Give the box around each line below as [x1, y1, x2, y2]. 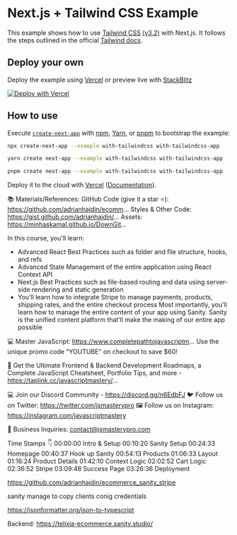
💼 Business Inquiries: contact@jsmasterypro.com [7, 425, 151, 434]
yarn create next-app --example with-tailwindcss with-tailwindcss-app [7, 155, 223, 162]
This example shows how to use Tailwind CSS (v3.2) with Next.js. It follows [7, 28, 226, 37]
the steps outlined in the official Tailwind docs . [7, 35, 143, 44]
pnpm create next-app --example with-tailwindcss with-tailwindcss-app [7, 168, 223, 175]
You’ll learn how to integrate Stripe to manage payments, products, [17, 293, 214, 302]
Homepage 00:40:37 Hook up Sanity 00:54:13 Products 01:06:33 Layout [7, 449, 218, 458]
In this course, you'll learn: [7, 234, 85, 243]
